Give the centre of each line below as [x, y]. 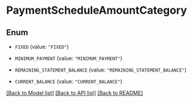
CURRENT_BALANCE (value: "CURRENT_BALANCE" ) [68, 81]
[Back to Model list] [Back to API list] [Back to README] [75, 93]
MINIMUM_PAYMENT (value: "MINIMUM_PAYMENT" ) [68, 58]
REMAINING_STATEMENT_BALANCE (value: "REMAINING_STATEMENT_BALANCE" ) [101, 70]
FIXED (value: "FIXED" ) [42, 47]
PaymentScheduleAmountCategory [96, 10]
